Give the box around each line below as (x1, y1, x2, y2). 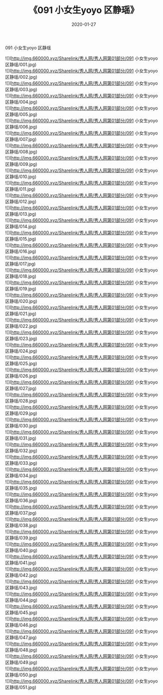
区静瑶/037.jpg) (5, 510, 37, 516)
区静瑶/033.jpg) (5, 460, 37, 466)
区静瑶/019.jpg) (5, 285, 36, 291)
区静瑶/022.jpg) (5, 323, 37, 329)
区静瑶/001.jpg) (5, 61, 37, 67)
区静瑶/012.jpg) (5, 198, 36, 204)
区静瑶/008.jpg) (5, 148, 37, 154)
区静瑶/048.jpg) (5, 647, 37, 653)
